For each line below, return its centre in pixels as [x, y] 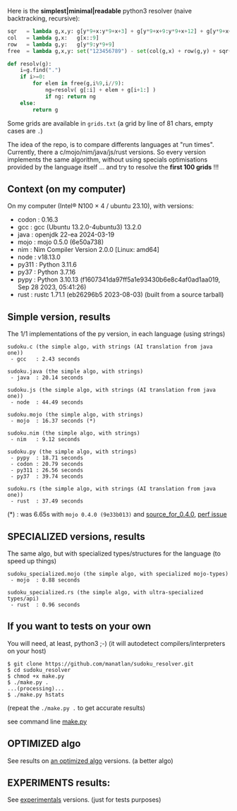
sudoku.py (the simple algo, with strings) [72, 452]
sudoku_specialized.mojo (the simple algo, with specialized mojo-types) [118, 574]
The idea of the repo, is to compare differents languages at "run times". [111, 144]
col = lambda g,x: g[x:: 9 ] [53, 38]
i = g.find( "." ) [41, 71]
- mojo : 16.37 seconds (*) [53, 421]
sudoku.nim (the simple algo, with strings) [74, 433]
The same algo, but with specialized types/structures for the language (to [114, 553]
